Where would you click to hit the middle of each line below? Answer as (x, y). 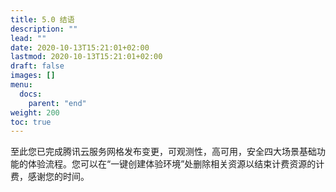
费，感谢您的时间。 (50, 177)
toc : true (31, 122)
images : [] (33, 76)
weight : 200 (35, 112)
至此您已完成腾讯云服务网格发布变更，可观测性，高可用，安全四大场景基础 (163, 152)
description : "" (44, 29)
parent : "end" (57, 103)
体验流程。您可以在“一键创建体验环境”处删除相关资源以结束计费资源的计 (176, 164)
